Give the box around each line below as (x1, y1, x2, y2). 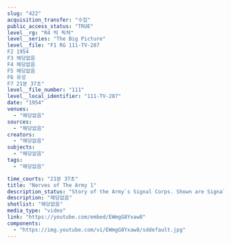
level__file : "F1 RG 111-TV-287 (7, 42, 100, 49)
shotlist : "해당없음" (7, 201, 63, 208)
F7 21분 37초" (7, 80, 45, 87)
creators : (7, 131, 36, 138)
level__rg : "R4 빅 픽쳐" (7, 29, 74, 36)
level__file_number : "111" (7, 86, 85, 93)
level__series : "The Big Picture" (7, 36, 107, 42)
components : (7, 220, 41, 227)
